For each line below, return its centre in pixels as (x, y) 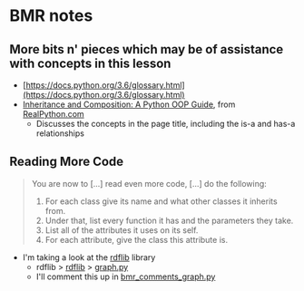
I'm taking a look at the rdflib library (89, 257)
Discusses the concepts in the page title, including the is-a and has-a (166, 124)
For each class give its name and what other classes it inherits (162, 201)
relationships (60, 133)
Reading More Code (67, 162)
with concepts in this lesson (90, 63)
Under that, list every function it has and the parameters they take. (169, 220)
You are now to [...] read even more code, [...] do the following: (149, 183)
